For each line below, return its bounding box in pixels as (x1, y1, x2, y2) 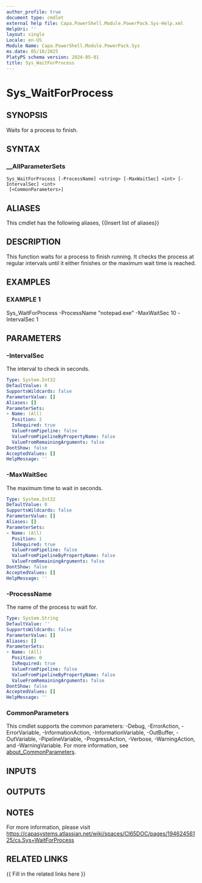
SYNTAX (6, 144, 41, 154)
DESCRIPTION (6, 237, 61, 247)
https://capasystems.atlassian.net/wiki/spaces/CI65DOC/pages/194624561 (6, 830, 195, 837)
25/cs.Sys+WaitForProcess (6, 837, 74, 844)
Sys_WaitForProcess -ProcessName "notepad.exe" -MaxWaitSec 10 (6, 309, 176, 316)
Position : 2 (12, 417, 43, 423)
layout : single (6, 32, 45, 38)
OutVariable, (6, 735, 38, 743)
